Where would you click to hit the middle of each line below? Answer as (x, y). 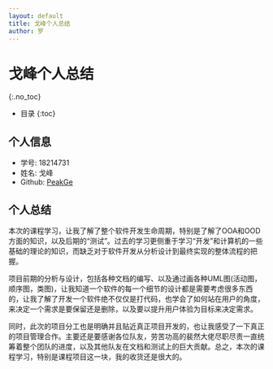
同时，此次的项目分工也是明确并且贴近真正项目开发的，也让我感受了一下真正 (136, 326)
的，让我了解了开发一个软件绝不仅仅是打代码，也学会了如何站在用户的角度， (136, 298)
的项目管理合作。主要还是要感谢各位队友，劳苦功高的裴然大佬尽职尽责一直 (133, 336)
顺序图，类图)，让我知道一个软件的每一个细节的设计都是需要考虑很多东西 (131, 289)
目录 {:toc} (38, 114)
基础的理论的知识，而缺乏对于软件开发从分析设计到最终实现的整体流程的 (129, 251)
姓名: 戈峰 (37, 173)
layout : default (36, 16)
